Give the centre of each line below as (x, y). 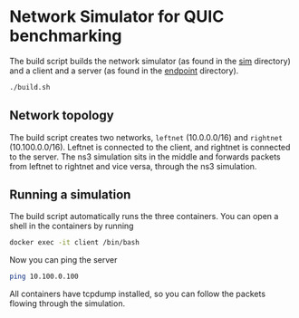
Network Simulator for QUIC (117, 17)
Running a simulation (70, 195)
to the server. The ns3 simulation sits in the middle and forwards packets (145, 157)
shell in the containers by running (72, 226)
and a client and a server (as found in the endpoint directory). (124, 71)
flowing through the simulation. (67, 304)
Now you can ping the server (63, 260)
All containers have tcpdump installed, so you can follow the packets (137, 294)
